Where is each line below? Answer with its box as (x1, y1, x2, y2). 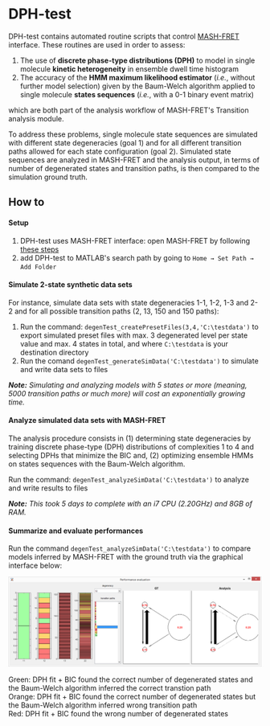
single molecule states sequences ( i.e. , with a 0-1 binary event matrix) (19, 89, 255, 99)
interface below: (8, 560, 63, 571)
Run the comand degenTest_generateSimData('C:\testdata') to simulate (19, 355, 259, 366)
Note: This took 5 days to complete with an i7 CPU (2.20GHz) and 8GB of (8, 498, 253, 508)
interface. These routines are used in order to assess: (8, 39, 186, 49)
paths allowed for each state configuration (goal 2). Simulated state (8, 146, 231, 156)
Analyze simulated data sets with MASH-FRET (8, 416, 166, 425)
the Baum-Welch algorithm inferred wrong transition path (8, 700, 198, 710)
